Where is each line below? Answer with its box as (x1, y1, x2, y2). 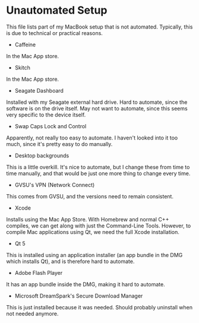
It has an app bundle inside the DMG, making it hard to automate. (6, 280, 165, 288)
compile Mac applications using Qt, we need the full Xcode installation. (6, 228, 180, 235)
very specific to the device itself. (6, 111, 86, 118)
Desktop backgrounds (14, 152, 70, 159)
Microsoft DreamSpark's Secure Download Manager (14, 292, 143, 299)
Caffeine (14, 41, 36, 48)
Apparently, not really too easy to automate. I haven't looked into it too (6, 134, 178, 141)
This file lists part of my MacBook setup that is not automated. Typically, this (6, 23, 193, 30)
